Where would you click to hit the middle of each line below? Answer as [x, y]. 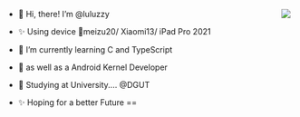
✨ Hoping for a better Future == [77, 102]
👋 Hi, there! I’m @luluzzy [64, 14]
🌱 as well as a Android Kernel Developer [92, 67]
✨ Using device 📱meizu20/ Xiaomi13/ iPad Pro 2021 [114, 31]
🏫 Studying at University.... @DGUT [84, 85]
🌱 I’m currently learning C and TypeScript [95, 49]
